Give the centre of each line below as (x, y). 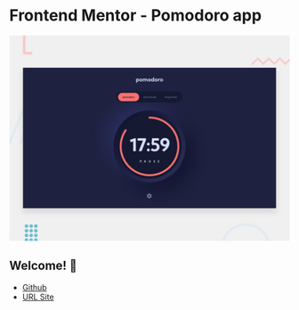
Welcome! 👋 (43, 266)
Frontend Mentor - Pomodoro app (136, 16)
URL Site (38, 297)
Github (34, 287)
